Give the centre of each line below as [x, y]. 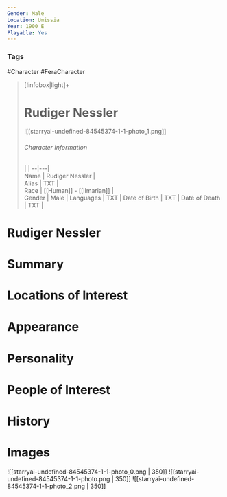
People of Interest [59, 390]
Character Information [56, 148]
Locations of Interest [68, 296]
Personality [40, 358]
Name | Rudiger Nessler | [60, 176]
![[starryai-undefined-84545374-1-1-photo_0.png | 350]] [87, 472]
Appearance [43, 327]
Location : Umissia [33, 20]
